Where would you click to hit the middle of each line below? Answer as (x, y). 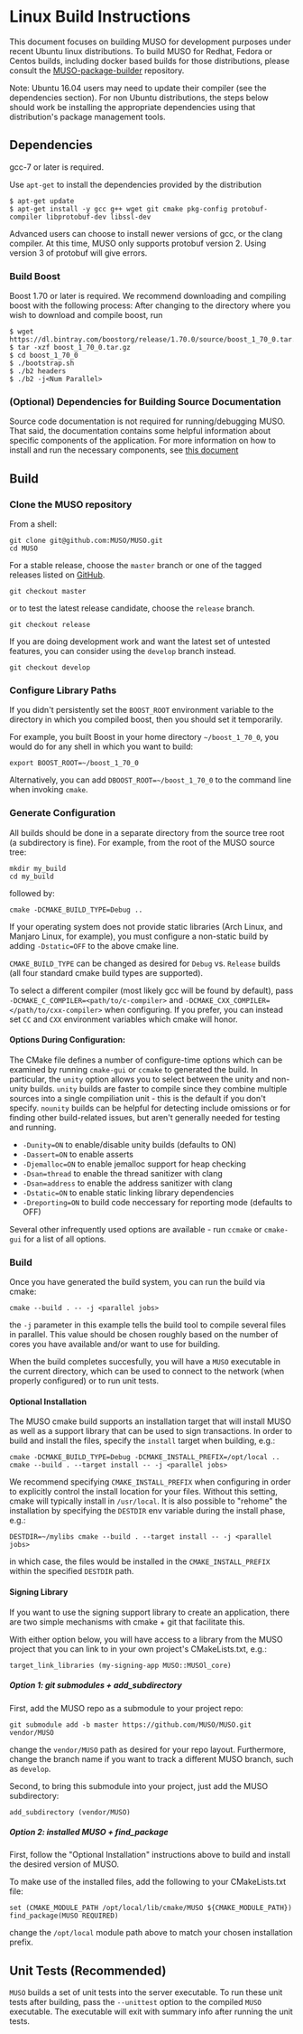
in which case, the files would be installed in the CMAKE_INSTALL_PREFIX (140, 1561)
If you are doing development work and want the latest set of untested (140, 642)
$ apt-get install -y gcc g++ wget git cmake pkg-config (119, 209)
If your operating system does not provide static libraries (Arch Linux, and (146, 926)
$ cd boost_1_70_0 (44, 356)
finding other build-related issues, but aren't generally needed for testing (145, 1117)
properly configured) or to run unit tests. (84, 1381)
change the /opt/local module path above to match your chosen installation (151, 1933)
